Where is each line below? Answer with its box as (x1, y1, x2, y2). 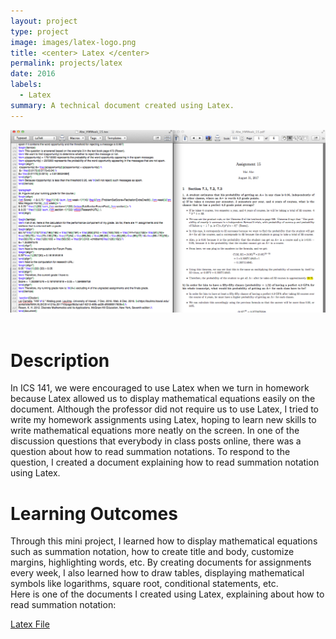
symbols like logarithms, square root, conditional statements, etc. (10, 578, 279, 590)
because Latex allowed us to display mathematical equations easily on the (10, 393, 316, 405)
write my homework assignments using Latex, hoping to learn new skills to (10, 414, 317, 426)
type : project (10, 26, 70, 37)
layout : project (10, 16, 78, 26)
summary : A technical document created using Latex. (10, 100, 235, 110)
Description (10, 349, 110, 372)
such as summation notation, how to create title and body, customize (10, 546, 295, 558)
